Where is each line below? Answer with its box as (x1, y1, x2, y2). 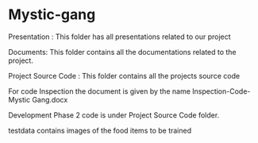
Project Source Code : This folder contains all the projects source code (8, 71, 241, 80)
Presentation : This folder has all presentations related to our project (8, 32, 232, 41)
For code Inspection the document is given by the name (8, 86, 191, 96)
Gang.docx (31, 95, 68, 104)
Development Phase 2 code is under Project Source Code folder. (8, 110, 220, 120)
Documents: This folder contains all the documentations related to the (8, 47, 237, 56)
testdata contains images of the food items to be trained (8, 126, 192, 135)
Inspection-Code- (191, 86, 251, 96)
